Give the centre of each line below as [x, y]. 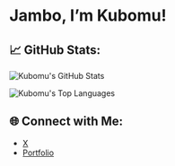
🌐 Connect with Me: [66, 122]
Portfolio [38, 153]
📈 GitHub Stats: [55, 50]
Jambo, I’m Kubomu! [88, 16]
